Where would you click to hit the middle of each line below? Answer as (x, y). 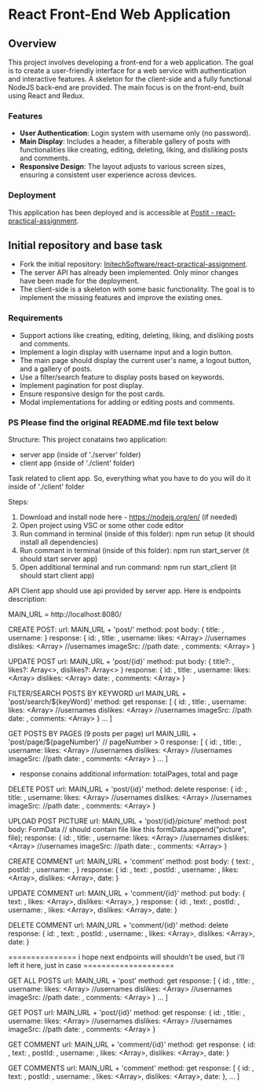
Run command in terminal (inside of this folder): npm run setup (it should (137, 533)
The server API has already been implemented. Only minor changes (129, 273)
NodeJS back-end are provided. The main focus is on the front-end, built (126, 87)
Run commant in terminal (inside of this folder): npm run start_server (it (134, 550)
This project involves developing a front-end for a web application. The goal (131, 62)
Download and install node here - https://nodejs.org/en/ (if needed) (128, 517)
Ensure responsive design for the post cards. (92, 394)
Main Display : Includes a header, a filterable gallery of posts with (125, 141)
